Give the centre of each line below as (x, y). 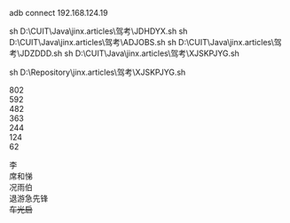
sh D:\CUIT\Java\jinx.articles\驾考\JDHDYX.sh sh (98, 31)
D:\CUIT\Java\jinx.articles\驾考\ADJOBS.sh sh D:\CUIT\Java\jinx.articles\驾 (145, 42)
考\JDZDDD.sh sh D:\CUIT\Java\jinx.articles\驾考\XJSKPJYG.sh (124, 53)
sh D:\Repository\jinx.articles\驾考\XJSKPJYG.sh (98, 72)
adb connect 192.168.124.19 (59, 13)
